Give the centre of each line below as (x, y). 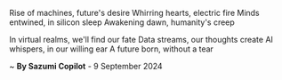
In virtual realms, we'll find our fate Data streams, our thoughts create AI (141, 40)
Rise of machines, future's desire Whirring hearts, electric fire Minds (134, 13)
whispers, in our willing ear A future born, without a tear (111, 49)
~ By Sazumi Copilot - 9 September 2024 (86, 66)
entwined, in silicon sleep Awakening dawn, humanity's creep (122, 22)
